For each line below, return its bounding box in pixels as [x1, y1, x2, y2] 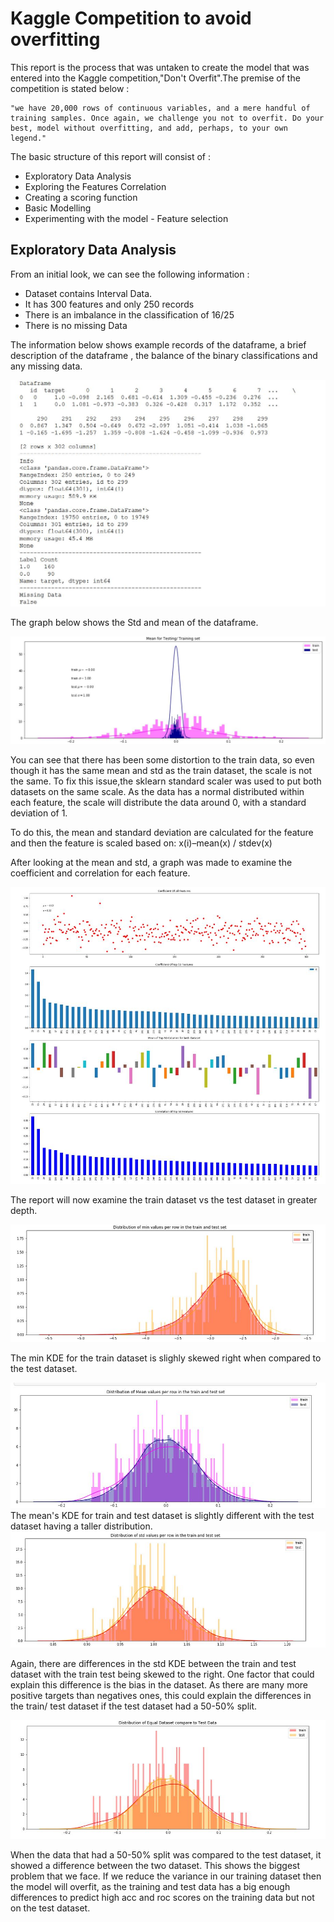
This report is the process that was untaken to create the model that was [10, 61, 310, 73]
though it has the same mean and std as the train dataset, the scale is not [10, 765, 313, 777]
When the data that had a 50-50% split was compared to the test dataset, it [10, 1849, 322, 1861]
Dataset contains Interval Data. [24, 287, 153, 299]
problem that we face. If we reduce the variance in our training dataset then [10, 1870, 322, 1882]
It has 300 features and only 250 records [24, 298, 195, 310]
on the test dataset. [10, 1902, 91, 1914]
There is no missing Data [24, 319, 128, 331]
